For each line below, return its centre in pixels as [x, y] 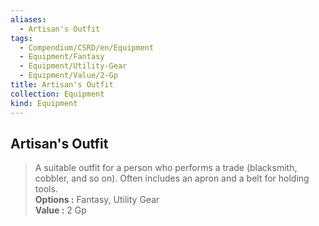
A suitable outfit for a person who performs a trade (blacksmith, [166, 168]
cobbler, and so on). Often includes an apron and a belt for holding [172, 178]
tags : [21, 38]
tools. [46, 189]
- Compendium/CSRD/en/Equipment [87, 47]
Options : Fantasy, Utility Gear [97, 200]
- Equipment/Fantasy [62, 57]
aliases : [28, 19]
